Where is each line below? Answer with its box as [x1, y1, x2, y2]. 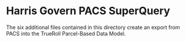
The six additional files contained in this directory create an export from [6, 24, 180, 31]
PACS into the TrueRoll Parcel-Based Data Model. [6, 30, 126, 37]
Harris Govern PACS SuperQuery [6, 4, 170, 18]
